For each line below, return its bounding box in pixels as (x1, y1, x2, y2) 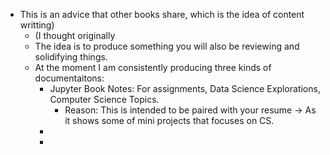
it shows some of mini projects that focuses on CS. (64, 115, 275, 126)
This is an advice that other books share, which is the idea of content (19, 9, 305, 20)
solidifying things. (34, 51, 108, 63)
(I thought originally (34, 30, 116, 41)
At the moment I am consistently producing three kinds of (34, 62, 272, 73)
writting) (19, 19, 55, 31)
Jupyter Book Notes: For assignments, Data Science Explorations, (49, 83, 321, 94)
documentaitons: (34, 72, 105, 84)
